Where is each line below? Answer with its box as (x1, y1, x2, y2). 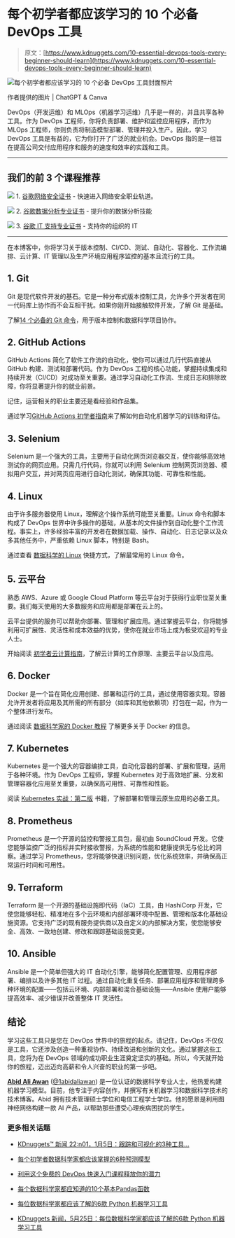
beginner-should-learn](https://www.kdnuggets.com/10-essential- (24, 56, 216, 64)
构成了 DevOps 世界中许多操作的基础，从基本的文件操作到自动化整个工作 (7, 519, 218, 527)
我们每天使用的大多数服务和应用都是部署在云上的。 (19, 601, 166, 610)
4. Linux (7, 490, 43, 502)
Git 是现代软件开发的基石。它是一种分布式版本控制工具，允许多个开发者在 (7, 292, 220, 300)
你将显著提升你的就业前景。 (19, 382, 99, 391)
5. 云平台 (7, 573, 45, 585)
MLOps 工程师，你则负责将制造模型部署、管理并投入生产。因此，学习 (7, 125, 208, 134)
